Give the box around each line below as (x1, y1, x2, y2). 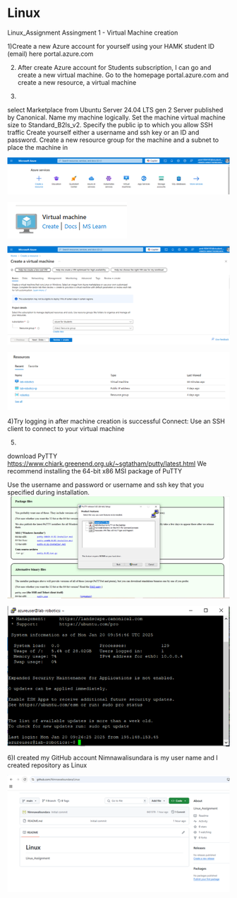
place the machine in (7, 143, 68, 151)
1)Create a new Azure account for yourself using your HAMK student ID (7, 42, 215, 50)
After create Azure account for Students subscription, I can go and (17, 63, 212, 71)
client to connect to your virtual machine (7, 424, 125, 432)
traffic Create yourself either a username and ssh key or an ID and (7, 128, 200, 136)
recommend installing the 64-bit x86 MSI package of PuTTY (7, 466, 183, 475)
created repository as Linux (7, 761, 87, 769)
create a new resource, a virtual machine (17, 78, 137, 86)
